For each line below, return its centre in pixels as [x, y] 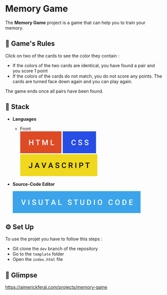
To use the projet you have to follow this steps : [54, 239]
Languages [24, 119]
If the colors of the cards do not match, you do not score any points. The [87, 76]
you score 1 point [30, 71]
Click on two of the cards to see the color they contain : [62, 56]
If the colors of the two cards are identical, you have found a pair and [83, 65]
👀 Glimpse [21, 275]
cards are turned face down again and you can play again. [72, 81]
